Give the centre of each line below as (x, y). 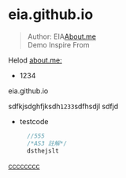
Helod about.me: (35, 60)
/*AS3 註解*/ (47, 143)
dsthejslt (43, 151)
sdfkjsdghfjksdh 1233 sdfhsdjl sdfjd (63, 106)
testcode (34, 121)
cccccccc (24, 166)
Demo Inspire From (58, 44)
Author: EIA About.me (62, 36)
